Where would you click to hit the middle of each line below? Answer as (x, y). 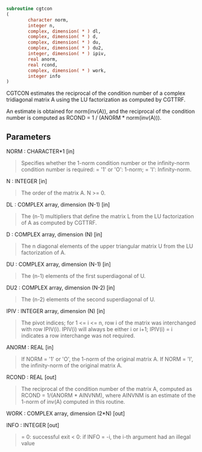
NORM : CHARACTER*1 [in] (40, 152)
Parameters (29, 137)
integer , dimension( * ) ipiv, (67, 54)
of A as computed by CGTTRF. (59, 223)
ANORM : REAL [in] (30, 347)
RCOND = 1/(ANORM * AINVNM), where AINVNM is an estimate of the (108, 395)
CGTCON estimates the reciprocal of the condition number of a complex (96, 93)
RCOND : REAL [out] (31, 377)
